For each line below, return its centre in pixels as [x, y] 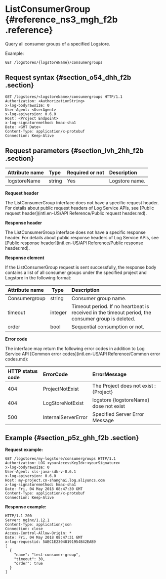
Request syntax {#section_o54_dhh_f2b [68, 78]
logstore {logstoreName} [121, 400]
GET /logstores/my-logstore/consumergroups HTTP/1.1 [61, 459]
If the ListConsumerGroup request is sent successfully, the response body [81, 267]
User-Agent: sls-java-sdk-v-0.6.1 [41, 472]
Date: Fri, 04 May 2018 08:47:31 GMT [44, 537]
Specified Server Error [118, 414]
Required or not [86, 173]
